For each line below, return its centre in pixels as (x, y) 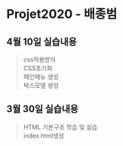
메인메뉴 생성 (41, 77)
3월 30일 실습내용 (43, 109)
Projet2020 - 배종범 (62, 14)
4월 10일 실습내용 (42, 42)
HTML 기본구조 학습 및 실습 (60, 127)
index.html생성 (44, 136)
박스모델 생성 (41, 85)
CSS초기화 (38, 68)
